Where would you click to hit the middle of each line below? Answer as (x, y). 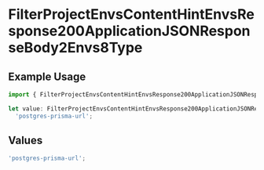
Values (26, 141)
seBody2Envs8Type (75, 48)
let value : (26, 109)
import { (22, 95)
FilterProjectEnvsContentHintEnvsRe (132, 14)
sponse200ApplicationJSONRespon (129, 31)
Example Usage (47, 76)
